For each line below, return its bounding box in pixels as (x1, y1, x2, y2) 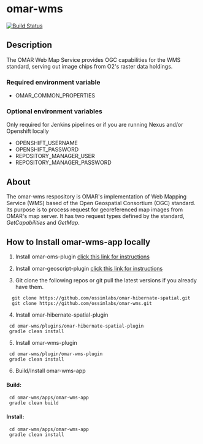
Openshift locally (6, 127, 49, 135)
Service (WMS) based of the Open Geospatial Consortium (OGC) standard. (6, 200, 196, 207)
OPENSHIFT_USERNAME (15, 140, 78, 147)
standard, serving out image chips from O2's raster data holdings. (6, 62, 173, 70)
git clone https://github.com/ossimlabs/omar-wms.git (12, 300, 152, 306)
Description (6, 40, 52, 50)
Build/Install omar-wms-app (15, 367, 86, 374)
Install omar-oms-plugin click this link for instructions (15, 253, 150, 260)
